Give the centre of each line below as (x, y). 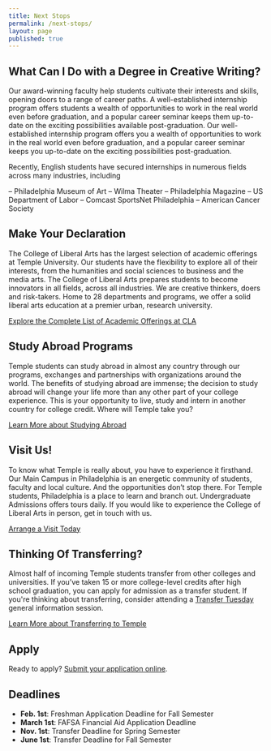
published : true (36, 39)
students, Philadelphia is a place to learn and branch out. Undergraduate (130, 496)
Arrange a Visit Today (45, 529)
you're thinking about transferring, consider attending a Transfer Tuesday (131, 599)
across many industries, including (65, 176)
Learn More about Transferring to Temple (77, 624)
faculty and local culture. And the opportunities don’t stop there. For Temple (135, 487)
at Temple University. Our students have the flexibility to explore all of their (133, 262)
